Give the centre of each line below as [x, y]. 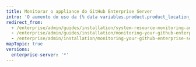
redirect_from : [24, 22]
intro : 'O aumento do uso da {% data [52, 17]
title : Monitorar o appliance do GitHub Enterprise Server [79, 11]
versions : [18, 50]
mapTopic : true [24, 44]
